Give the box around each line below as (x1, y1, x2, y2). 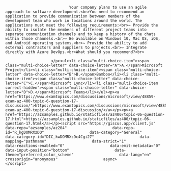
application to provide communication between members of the (5, 14, 140, 19)
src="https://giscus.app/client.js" (78, 121, 156, 126)
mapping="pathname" (5, 139, 47, 144)
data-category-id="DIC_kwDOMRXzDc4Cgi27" (5, 134, 95, 139)
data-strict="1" (92, 139, 126, 144)
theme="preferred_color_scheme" (5, 152, 74, 157)
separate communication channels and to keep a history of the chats (5, 32, 156, 37)
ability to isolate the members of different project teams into (5, 27, 147, 32)
